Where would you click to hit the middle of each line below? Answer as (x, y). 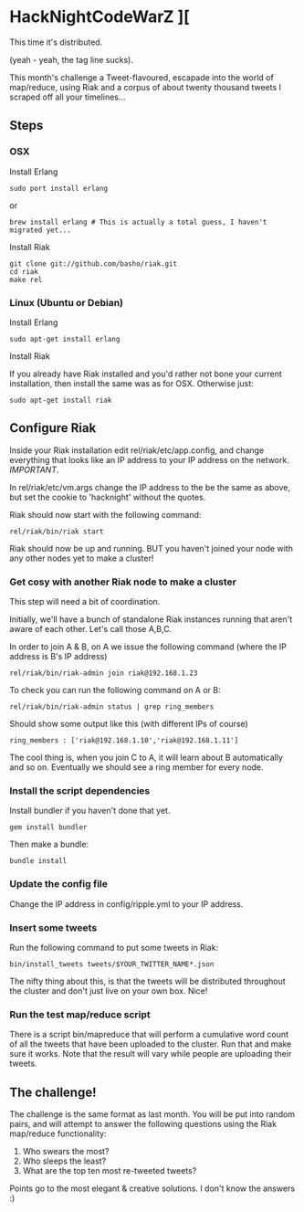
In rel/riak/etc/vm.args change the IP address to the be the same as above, (150, 487)
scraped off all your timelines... (68, 97)
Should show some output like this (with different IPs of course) (129, 724)
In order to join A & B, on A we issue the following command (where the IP (148, 647)
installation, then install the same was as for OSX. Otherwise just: (131, 383)
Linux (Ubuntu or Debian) (67, 302)
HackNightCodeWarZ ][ (100, 17)
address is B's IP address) (58, 657)
